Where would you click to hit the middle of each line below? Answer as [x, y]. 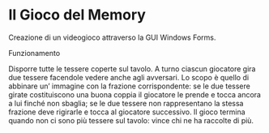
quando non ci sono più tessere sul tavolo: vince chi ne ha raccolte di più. [131, 120]
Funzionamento [34, 53]
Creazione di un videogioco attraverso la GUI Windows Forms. [112, 37]
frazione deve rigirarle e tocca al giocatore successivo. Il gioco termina [127, 112]
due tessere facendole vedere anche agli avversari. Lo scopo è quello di [129, 77]
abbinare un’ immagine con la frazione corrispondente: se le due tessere [130, 86]
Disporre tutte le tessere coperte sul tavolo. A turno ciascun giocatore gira [132, 69]
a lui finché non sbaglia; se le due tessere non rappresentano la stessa [126, 103]
